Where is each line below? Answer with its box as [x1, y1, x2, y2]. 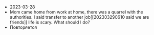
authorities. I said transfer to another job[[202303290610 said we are [9, 14, 149, 20]
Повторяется [9, 24, 37, 30]
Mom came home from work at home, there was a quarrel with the [9, 9, 143, 15]
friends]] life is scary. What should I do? [9, 19, 90, 25]
